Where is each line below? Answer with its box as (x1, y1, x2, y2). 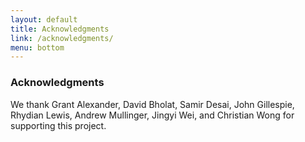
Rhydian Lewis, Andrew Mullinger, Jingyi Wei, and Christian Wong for (10, 109, 295, 121)
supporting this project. (10, 119, 107, 131)
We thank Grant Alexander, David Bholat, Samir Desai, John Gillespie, (10, 98, 295, 110)
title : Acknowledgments (10, 24, 110, 34)
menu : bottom (10, 42, 65, 53)
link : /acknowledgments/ (10, 33, 114, 43)
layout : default (10, 14, 78, 25)
